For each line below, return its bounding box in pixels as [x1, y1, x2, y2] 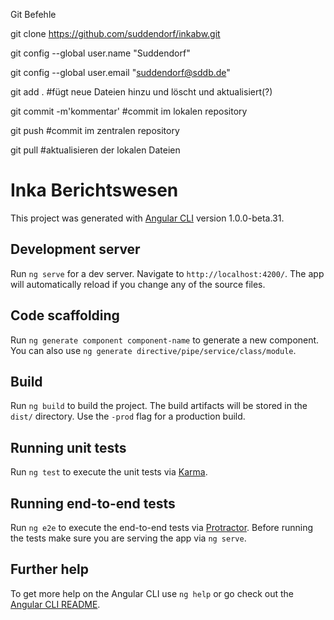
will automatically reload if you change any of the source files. [10, 278, 266, 290]
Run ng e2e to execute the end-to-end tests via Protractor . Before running [10, 522, 314, 533]
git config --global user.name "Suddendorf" [10, 47, 191, 59]
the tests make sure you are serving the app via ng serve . [10, 532, 247, 544]
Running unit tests [10, 439, 127, 456]
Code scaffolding [10, 307, 120, 324]
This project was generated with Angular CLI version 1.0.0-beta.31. [10, 212, 285, 224]
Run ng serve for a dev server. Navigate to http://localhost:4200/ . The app [10, 267, 325, 279]
